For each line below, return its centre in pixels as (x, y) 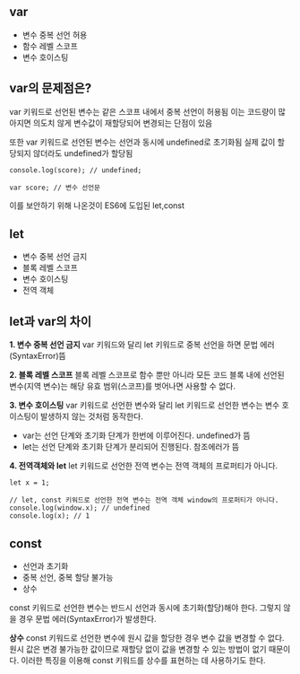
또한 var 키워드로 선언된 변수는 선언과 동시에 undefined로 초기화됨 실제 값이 (142, 142)
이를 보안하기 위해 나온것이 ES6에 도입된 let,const (97, 205)
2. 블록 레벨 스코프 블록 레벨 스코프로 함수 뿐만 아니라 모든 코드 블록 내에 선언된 (147, 375)
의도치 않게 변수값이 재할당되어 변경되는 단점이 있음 (123, 123)
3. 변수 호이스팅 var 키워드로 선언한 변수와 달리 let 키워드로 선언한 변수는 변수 (145, 406)
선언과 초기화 (45, 566)
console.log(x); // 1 (50, 516)
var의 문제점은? (51, 88)
